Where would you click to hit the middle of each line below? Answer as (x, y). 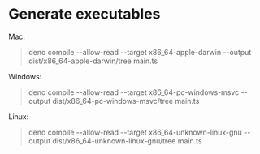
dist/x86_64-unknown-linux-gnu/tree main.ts (127, 141)
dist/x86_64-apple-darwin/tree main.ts (93, 61)
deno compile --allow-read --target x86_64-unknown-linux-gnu (135, 132)
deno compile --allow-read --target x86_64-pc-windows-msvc (134, 92)
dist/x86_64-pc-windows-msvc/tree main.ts (126, 101)
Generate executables (84, 14)
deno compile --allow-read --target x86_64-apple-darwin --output (140, 52)
